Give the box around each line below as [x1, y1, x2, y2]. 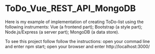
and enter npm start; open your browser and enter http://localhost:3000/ [5, 43, 150, 49]
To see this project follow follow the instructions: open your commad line [5, 38, 150, 44]
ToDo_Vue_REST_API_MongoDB [5, 3, 136, 14]
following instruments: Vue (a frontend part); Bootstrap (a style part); [5, 24, 143, 29]
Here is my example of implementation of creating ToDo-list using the [5, 19, 144, 25]
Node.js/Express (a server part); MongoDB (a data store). [5, 29, 120, 35]
